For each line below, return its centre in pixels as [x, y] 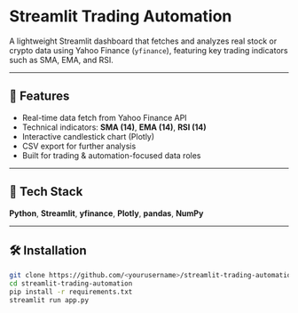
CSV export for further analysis [79, 146]
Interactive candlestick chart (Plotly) [88, 136]
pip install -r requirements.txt [71, 292]
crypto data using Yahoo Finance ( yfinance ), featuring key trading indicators [149, 50]
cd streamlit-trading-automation [71, 284]
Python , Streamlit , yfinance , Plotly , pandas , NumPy [106, 213]
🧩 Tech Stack [46, 192]
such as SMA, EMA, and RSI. [61, 60]
